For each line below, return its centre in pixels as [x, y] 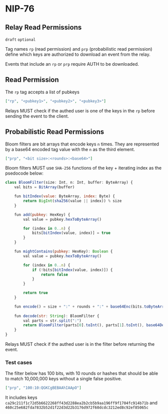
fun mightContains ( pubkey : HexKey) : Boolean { [63, 251]
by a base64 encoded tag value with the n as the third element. [70, 149]
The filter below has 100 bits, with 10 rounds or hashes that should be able [82, 373]
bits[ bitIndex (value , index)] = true [71, 233]
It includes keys [21, 397]
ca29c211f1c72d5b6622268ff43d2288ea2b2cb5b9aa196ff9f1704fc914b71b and [81, 403]
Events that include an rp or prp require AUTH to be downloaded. [72, 64]
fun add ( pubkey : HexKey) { [42, 215]
